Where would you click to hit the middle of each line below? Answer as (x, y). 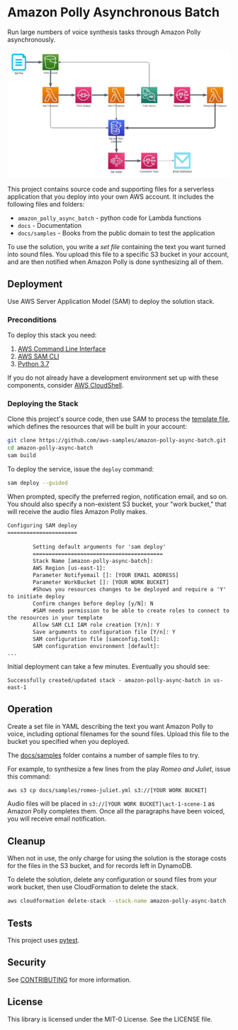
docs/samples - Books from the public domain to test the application (116, 233)
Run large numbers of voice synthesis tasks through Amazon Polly (104, 32)
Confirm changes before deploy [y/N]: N (93, 603)
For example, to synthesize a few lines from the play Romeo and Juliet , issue (119, 769)
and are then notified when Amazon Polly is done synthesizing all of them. (115, 262)
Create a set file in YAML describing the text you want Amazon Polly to (110, 726)
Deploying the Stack (43, 403)
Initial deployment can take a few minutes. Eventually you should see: (109, 666)
